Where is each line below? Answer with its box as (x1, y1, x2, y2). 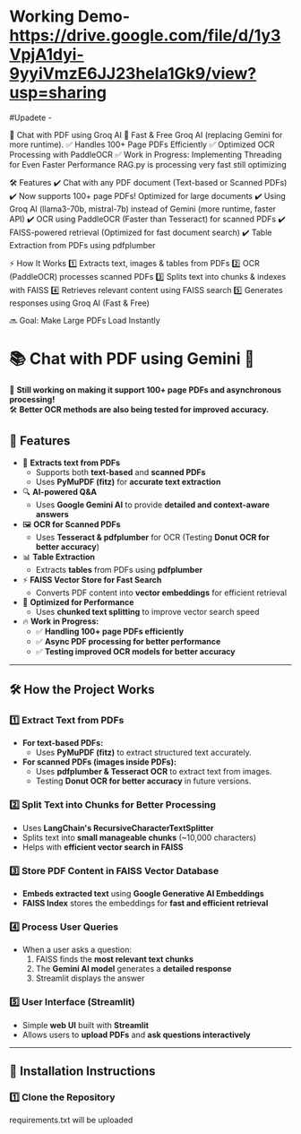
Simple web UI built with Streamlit (21, 1019, 150, 1030)
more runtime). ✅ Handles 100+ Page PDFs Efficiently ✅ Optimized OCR (9, 139, 275, 150)
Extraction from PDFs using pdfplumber (9, 239, 156, 250)
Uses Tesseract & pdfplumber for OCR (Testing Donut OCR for (35, 532, 271, 542)
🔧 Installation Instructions (9, 1063, 156, 1078)
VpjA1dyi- (9, 45, 84, 65)
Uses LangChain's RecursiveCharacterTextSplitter (21, 822, 214, 833)
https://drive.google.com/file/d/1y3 (9, 25, 281, 46)
